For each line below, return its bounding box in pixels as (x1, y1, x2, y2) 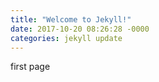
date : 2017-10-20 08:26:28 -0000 (10, 24, 150, 34)
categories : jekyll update (10, 33, 123, 43)
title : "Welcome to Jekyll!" (10, 14, 132, 25)
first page (10, 61, 51, 73)
